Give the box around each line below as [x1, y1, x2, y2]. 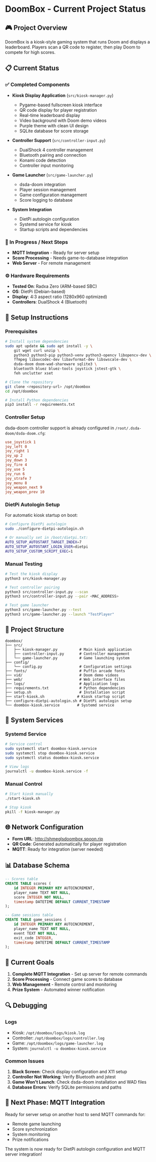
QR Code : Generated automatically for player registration [12, 841, 127, 847]
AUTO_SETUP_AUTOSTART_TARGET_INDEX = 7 [5, 540, 82, 545]
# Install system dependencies [5, 339, 69, 344]
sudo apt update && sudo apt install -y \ [5, 344, 93, 349]
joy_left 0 [5, 444, 27, 449]
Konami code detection [19, 157, 66, 163]
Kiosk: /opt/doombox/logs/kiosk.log [12, 1029, 85, 1036]
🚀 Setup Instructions [5, 313, 69, 322]
